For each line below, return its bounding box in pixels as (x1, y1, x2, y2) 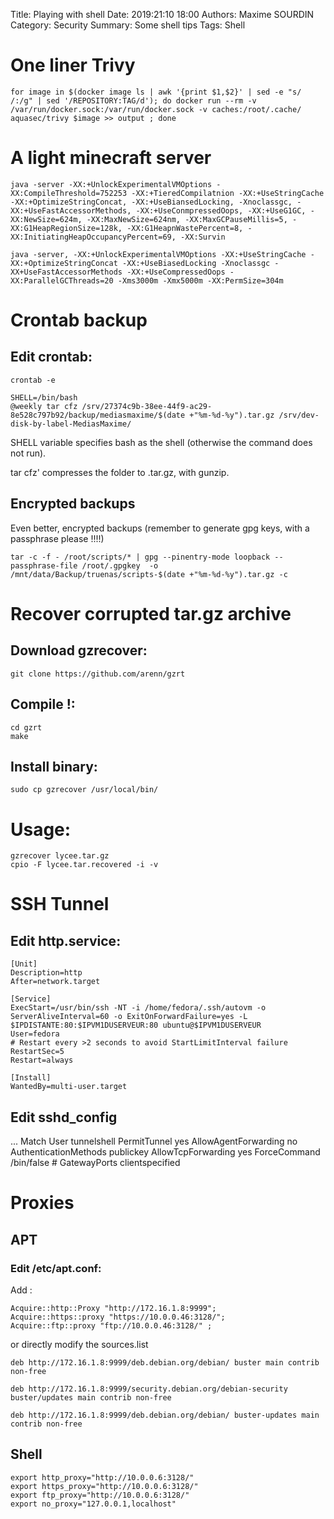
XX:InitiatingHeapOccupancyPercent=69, (10, 232, 177, 242)
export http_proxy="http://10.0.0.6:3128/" (10, 1472, 195, 1483)
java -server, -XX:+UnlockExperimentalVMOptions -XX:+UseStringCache (10, 249, 307, 259)
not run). (10, 447, 47, 459)
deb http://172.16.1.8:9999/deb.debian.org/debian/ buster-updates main (10, 1410, 320, 1420)
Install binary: (10, 758, 98, 775)
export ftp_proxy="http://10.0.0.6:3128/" (10, 1490, 190, 1500)
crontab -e (10, 375, 56, 385)
